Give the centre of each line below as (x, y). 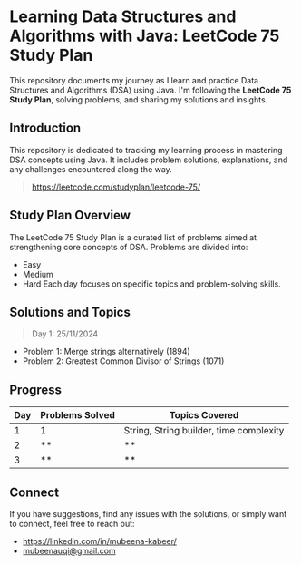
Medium (38, 274)
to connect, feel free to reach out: (72, 524)
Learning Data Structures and (123, 17)
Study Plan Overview (70, 215)
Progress (35, 390)
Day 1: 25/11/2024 (65, 334)
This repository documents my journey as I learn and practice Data (134, 80)
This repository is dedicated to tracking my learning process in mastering (146, 150)
